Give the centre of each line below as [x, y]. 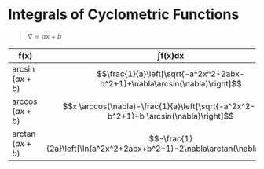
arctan [24, 134]
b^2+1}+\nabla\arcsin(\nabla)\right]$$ [170, 83]
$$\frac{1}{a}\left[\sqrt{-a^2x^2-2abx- [171, 74]
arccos [25, 101]
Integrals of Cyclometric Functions [124, 15]
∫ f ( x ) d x [170, 55]
